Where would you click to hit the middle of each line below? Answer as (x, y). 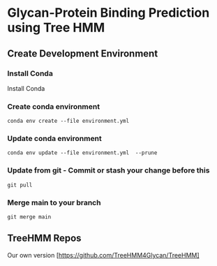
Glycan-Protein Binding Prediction (108, 13)
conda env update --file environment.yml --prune (82, 153)
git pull (20, 185)
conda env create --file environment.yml (68, 121)
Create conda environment (53, 106)
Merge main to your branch (54, 202)
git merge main (29, 217)
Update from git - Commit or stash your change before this (108, 170)
